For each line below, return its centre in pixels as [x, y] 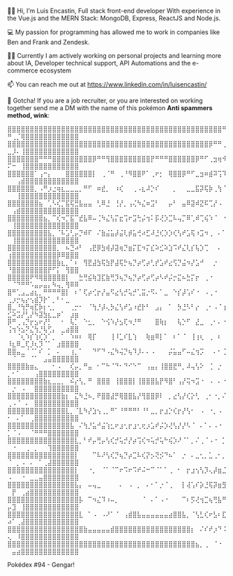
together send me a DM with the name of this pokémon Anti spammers [110, 108]
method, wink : [29, 115]
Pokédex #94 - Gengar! [41, 564]
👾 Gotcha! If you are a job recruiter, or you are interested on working [105, 100]
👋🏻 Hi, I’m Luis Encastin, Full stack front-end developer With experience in [114, 11]
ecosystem [55, 70]
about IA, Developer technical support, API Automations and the [99, 63]
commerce [23, 70]
